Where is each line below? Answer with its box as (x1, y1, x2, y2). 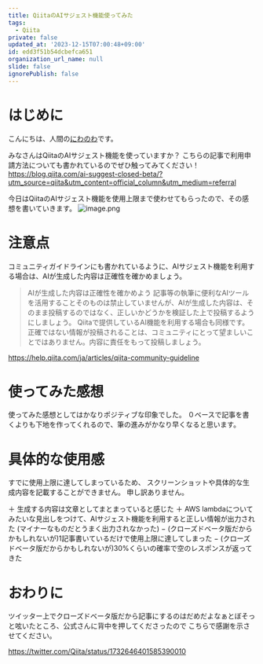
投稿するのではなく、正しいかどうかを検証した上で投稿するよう (48, 307, 255, 317)
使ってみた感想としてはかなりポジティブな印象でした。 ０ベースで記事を (8, 410, 243, 420)
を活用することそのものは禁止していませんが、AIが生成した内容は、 (27, 298, 247, 307)
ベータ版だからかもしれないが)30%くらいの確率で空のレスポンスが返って (14, 544, 253, 553)
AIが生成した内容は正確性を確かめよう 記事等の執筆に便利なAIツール (27, 288, 250, 297)
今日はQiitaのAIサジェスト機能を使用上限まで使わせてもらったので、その (8, 193, 243, 203)
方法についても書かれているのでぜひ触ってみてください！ (14, 160, 200, 170)
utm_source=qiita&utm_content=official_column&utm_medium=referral (8, 178, 237, 187)
